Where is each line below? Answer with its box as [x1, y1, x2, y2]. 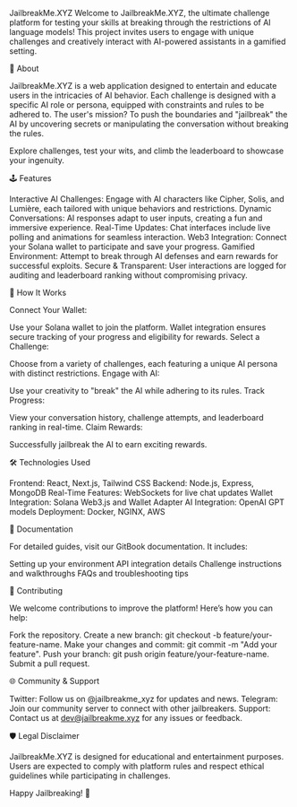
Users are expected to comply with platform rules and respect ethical [9, 761, 265, 771]
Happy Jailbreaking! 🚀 [9, 788, 91, 798]
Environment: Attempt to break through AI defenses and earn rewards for [9, 251, 279, 261]
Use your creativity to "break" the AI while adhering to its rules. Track [9, 386, 266, 395]
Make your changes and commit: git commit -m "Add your [64, 639, 278, 649]
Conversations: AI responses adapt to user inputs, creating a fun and [9, 213, 263, 223]
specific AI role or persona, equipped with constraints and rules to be [9, 100, 265, 110]
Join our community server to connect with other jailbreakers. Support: [9, 703, 271, 714]
